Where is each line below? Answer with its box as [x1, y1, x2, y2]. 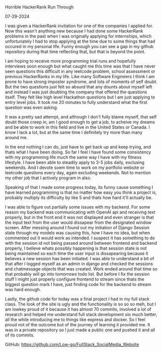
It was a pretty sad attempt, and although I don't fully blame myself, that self [5, 114, 157, 119]
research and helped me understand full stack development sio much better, [5, 312, 158, 317]
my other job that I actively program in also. [5, 175, 92, 181]
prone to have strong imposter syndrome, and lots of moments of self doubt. [5, 79, 158, 84]
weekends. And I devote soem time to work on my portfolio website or [5, 165, 145, 170]
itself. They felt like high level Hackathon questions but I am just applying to [5, 94, 155, 100]
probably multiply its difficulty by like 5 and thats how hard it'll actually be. [5, 195, 153, 201]
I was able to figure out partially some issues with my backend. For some [5, 204, 150, 210]
